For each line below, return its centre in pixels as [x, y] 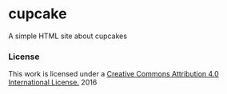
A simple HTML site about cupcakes [68, 36]
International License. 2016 [53, 82]
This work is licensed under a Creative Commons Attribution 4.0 [114, 74]
